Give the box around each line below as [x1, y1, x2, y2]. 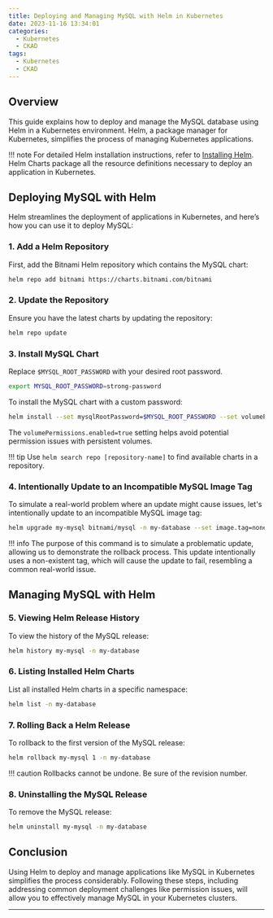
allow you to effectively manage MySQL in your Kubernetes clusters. [8, 893, 238, 903]
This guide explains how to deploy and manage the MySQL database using [8, 116, 259, 126]
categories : [8, 27, 49, 35]
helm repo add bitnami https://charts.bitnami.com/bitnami [8, 275, 213, 283]
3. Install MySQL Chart [8, 348, 99, 359]
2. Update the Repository [8, 295, 110, 306]
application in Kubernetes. [8, 167, 96, 177]
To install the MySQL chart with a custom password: [8, 396, 183, 407]
